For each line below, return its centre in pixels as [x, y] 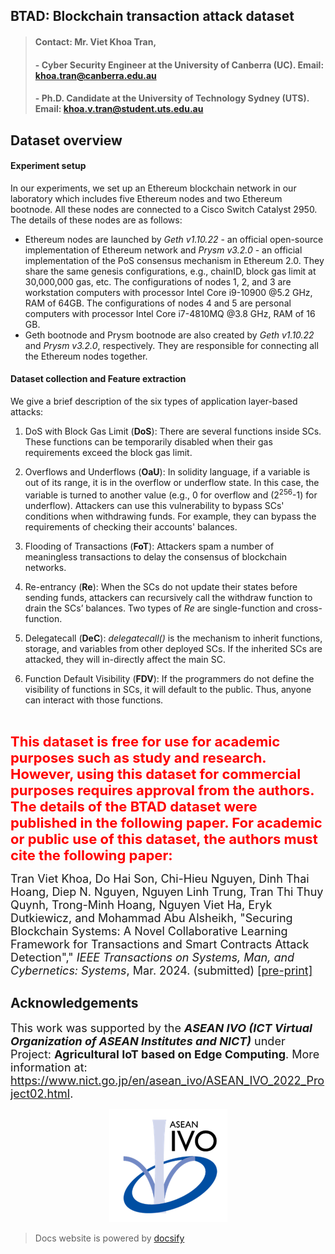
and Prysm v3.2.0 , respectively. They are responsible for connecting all [171, 345]
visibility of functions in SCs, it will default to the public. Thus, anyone [168, 689]
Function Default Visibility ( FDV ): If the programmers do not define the [169, 678]
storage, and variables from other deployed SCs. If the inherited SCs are [173, 648]
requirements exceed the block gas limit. [108, 452]
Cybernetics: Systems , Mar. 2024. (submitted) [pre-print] [161, 970]
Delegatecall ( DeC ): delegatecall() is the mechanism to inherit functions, [173, 638]
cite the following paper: [91, 855]
